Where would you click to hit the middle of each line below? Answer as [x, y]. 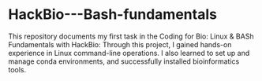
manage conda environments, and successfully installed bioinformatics [124, 61]
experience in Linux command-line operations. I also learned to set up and [129, 53]
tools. [17, 69]
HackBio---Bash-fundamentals [112, 15]
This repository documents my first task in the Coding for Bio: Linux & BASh [131, 36]
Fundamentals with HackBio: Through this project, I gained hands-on [120, 44]
